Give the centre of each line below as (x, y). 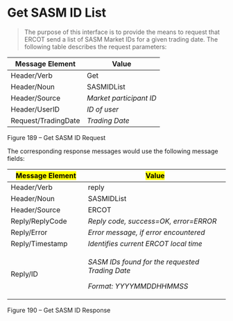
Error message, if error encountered (147, 232)
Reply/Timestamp (39, 243)
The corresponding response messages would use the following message (113, 151)
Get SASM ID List (57, 13)
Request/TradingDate (45, 121)
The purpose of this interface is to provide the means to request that (122, 32)
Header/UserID (35, 109)
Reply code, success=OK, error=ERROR (152, 221)
